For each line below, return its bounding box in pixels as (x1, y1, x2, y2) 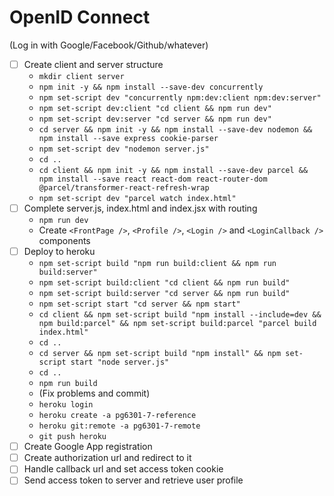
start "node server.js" (70, 357, 170, 368)
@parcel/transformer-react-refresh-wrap (38, 183, 210, 193)
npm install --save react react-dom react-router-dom (38, 174, 268, 184)
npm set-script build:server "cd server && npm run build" (38, 289, 291, 299)
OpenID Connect (9, 6, 151, 29)
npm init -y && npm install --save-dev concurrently (38, 82, 264, 92)
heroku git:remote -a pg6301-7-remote (38, 421, 201, 431)
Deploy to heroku (23, 246, 96, 258)
